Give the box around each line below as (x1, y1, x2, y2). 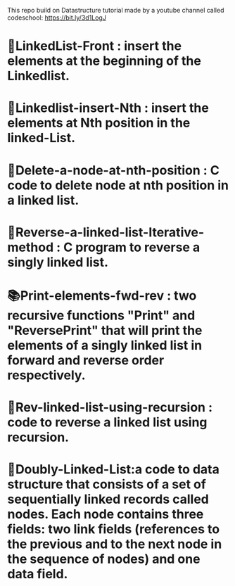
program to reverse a (75, 239, 201, 255)
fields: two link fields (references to (7, 521, 220, 537)
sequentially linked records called (7, 492, 210, 507)
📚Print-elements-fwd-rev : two (7, 288, 197, 303)
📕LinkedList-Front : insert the (7, 38, 182, 54)
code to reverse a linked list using (7, 414, 208, 431)
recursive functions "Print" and (7, 307, 196, 323)
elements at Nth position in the (7, 115, 191, 131)
